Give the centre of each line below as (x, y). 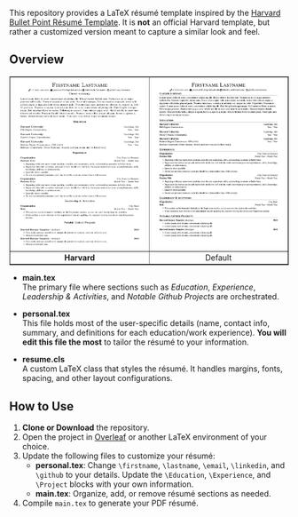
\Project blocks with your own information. (114, 484)
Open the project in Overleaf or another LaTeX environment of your (145, 437)
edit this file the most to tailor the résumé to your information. (135, 342)
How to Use (42, 406)
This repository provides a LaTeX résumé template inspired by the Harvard (145, 13)
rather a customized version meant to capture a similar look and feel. (135, 32)
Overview (37, 60)
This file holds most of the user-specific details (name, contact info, (146, 323)
